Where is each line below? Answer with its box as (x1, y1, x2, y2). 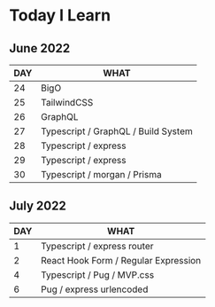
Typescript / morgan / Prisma (41, 169, 162, 180)
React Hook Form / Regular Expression (41, 254, 202, 266)
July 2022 (9, 199, 66, 214)
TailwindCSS (41, 97, 94, 108)
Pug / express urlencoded (41, 283, 149, 295)
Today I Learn (9, 5, 111, 26)
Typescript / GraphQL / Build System (41, 125, 193, 138)
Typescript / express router (41, 240, 154, 252)
